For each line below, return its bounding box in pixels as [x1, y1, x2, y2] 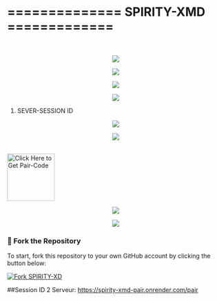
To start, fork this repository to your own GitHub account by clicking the [7, 252, 211, 260]
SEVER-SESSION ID [17, 106, 74, 114]
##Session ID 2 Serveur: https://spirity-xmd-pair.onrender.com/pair [7, 286, 198, 294]
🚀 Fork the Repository [7, 236, 81, 245]
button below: [7, 259, 47, 267]
